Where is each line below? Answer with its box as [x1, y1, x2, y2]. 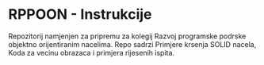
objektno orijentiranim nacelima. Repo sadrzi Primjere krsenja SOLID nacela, [8, 39, 257, 49]
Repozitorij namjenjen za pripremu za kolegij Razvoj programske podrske [8, 31, 247, 41]
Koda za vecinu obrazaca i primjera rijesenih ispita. [8, 48, 175, 57]
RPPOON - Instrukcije [8, 5, 152, 23]
